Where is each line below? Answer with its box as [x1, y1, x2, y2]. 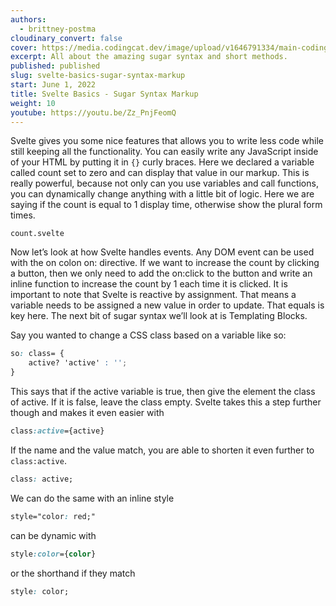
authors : [10, 14, 47, 25]
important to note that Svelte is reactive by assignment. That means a [10, 289, 297, 301]
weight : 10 [10, 98, 56, 108]
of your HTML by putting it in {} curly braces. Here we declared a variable [10, 156, 315, 168]
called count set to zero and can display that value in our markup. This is [10, 167, 310, 179]
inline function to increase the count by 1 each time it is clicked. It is [10, 278, 288, 290]
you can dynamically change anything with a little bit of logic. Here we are [10, 188, 315, 200]
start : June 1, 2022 [10, 80, 97, 90]
